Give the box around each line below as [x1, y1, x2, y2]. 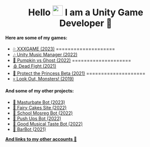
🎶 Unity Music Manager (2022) [12, 51, 78, 58]
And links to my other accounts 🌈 [5, 136, 77, 142]
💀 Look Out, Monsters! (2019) [12, 76, 74, 82]
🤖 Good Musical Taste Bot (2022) [12, 121, 83, 127]
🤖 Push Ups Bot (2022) [12, 115, 61, 122]
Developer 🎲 [59, 18, 112, 29]
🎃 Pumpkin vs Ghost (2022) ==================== [12, 57, 132, 64]
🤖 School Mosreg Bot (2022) [12, 110, 73, 116]
